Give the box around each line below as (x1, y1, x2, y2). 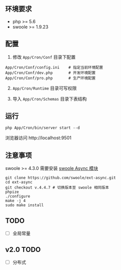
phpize (5, 190, 19, 195)
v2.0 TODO (5, 245, 41, 254)
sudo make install (5, 203, 44, 208)
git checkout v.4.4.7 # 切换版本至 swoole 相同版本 (5, 185, 109, 190)
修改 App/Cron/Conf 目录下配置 (12, 54, 76, 60)
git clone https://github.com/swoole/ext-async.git (5, 175, 116, 181)
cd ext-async (5, 180, 33, 185)
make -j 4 (5, 198, 26, 204)
